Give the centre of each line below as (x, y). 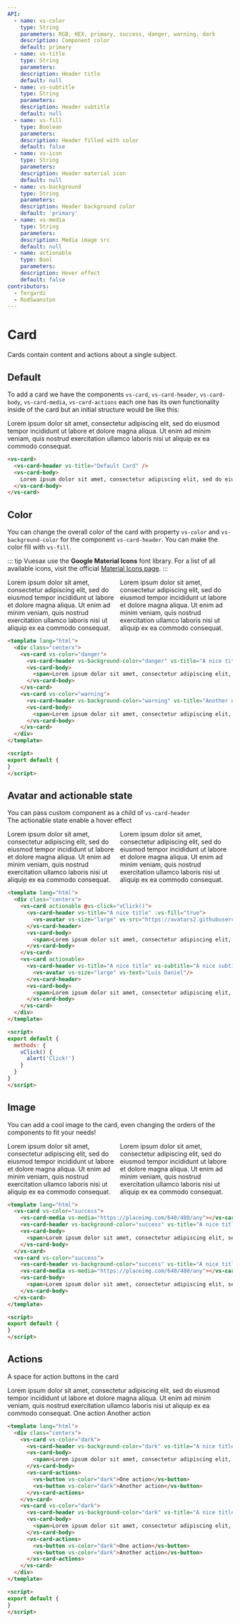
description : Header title (60, 74)
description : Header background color (78, 207)
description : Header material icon (73, 173)
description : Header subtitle (65, 107)
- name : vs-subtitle (44, 87)
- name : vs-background (47, 186)
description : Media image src (65, 240)
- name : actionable (43, 253)
